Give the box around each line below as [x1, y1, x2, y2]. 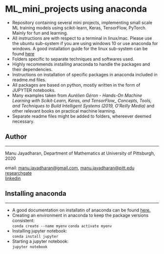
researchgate [5, 170, 32, 176]
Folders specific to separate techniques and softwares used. [12, 56, 134, 62]
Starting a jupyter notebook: [12, 238, 69, 244]
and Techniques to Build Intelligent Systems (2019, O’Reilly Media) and [12, 103, 155, 109]
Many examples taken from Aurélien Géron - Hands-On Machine [12, 92, 143, 98]
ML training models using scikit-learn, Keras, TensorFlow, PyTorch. [12, 24, 147, 30]
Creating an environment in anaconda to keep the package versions [12, 212, 149, 218]
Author [5, 133, 27, 141]
